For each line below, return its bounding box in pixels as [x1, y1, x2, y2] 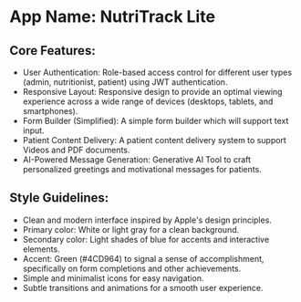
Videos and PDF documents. [22, 144, 130, 155]
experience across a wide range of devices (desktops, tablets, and [22, 96, 274, 107]
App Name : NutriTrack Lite [9, 6, 216, 27]
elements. [22, 244, 61, 255]
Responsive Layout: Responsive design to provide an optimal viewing [22, 87, 283, 97]
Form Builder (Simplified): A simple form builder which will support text [22, 116, 289, 126]
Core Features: [9, 43, 96, 58]
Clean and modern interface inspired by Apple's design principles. [22, 214, 272, 225]
